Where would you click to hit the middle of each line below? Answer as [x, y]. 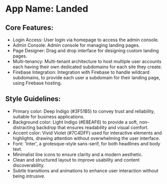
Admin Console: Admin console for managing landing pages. [76, 45]
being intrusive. [29, 176]
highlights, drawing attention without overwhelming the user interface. [86, 138]
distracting [24, 127]
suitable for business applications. [49, 116]
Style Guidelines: [33, 99]
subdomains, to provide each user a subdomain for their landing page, [86, 78]
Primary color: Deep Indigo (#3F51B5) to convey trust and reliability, [84, 111]
